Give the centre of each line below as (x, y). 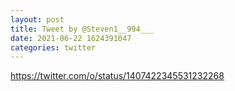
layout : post (37, 19)
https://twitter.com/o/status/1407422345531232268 (117, 76)
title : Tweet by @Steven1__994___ (82, 29)
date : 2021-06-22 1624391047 (71, 38)
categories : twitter (53, 47)
